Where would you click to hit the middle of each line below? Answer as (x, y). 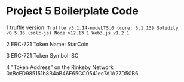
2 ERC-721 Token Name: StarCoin (47, 44)
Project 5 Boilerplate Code (72, 11)
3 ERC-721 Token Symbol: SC (42, 55)
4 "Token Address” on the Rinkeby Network (60, 67)
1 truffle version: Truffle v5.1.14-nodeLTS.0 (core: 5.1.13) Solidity (92, 27)
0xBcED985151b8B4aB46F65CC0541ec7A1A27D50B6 (72, 73)
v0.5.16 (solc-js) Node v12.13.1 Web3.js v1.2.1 (68, 33)
